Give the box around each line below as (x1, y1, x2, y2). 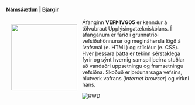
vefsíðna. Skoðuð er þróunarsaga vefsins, (82, 69, 183, 76)
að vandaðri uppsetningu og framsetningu (82, 63, 183, 70)
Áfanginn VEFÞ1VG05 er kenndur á (82, 19, 167, 26)
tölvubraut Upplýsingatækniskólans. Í (82, 25, 172, 32)
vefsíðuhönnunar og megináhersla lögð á (82, 38, 181, 45)
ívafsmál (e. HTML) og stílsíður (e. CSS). (82, 44, 179, 51)
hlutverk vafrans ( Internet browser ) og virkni (82, 75, 189, 82)
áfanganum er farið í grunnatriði (82, 31, 159, 39)
